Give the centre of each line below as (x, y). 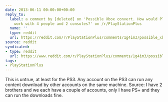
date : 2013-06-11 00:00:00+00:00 (40, 10)
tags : (11, 61)
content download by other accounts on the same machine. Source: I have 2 (84, 85)
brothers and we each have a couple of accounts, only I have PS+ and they (82, 90)
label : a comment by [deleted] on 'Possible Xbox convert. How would (83, 19)
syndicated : (17, 47)
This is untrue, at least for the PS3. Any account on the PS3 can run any (79, 80)
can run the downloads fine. (34, 96)
